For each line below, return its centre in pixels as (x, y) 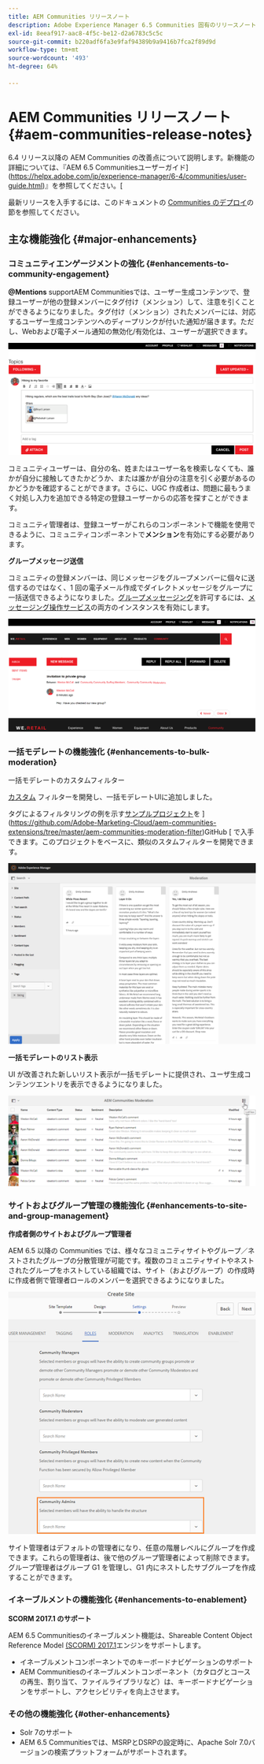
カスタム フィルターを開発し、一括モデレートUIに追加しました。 (112, 797)
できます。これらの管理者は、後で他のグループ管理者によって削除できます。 (131, 1557)
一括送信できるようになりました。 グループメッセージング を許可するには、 (128, 597)
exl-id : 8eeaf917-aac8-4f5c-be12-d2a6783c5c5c (86, 33)
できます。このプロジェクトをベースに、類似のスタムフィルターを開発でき (128, 841)
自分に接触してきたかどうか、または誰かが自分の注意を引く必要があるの (138, 478)
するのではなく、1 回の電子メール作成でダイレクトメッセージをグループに (134, 587)
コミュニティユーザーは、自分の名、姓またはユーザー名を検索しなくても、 (128, 468)
